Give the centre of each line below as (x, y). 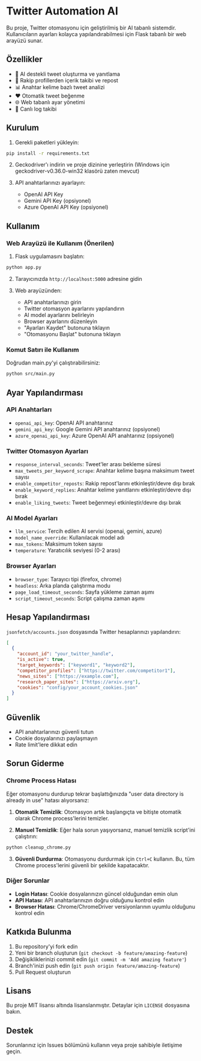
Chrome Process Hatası (41, 781)
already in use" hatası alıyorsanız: (48, 800)
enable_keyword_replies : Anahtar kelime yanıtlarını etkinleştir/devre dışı (103, 490)
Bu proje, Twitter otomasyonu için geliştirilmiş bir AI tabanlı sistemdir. (91, 28)
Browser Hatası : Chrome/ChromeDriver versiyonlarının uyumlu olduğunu (105, 906)
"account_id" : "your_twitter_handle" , (65, 654)
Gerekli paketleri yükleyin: (47, 142)
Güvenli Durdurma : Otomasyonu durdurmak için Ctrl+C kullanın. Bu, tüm (105, 859)
